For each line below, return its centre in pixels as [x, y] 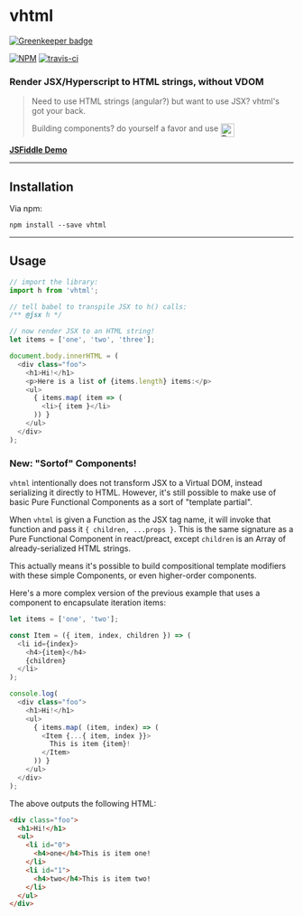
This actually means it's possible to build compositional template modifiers [148, 566]
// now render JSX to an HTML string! [82, 332]
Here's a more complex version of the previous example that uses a [135, 594]
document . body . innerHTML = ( [64, 356]
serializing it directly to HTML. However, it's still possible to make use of [143, 492]
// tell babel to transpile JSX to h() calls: [98, 307]
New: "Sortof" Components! [73, 463]
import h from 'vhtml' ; [54, 290]
